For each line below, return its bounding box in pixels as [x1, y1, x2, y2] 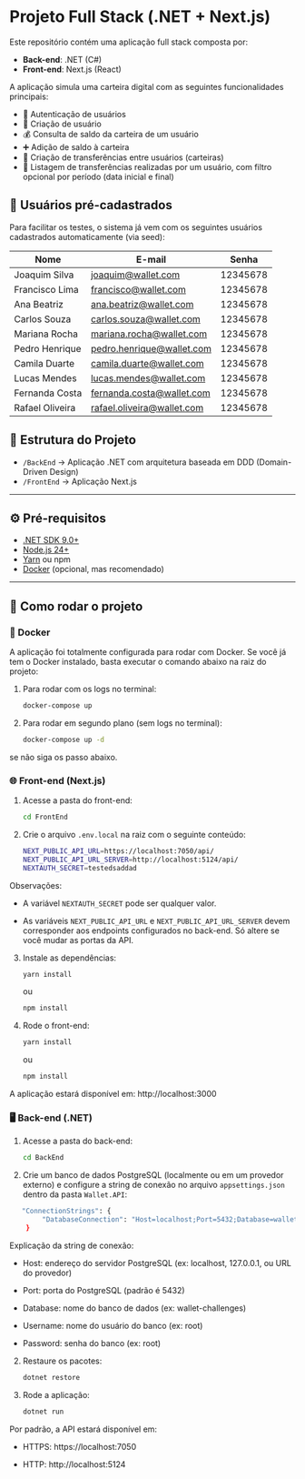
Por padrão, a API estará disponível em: [9, 1424, 157, 1434]
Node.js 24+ [22, 544, 70, 556]
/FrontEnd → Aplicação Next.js [22, 476, 138, 487]
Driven [22, 466, 48, 477]
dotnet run [22, 1407, 64, 1416]
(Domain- [255, 457, 292, 468]
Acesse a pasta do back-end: [22, 1135, 133, 1147]
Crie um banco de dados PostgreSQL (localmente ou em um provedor [22, 1170, 284, 1181]
